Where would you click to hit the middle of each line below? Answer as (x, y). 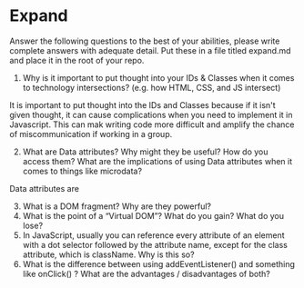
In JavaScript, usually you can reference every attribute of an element (153, 235)
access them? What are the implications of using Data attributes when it (157, 161)
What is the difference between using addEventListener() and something (159, 263)
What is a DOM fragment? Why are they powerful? (117, 206)
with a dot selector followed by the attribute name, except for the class (155, 244)
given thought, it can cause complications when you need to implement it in (151, 114)
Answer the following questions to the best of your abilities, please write (145, 41)
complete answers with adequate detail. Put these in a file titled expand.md (150, 50)
